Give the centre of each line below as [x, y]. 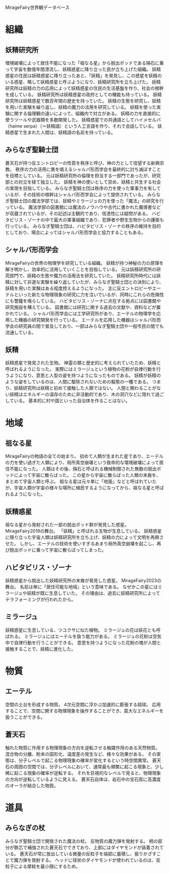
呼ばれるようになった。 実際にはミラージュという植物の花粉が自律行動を [81, 369]
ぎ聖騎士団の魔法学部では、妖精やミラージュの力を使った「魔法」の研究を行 [84, 200]
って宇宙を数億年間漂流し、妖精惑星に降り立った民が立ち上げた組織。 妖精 [83, 69]
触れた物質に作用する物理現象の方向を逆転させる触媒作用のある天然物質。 [82, 748]
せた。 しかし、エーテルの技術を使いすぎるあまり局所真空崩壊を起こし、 [81, 544]
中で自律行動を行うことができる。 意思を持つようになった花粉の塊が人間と [83, 642]
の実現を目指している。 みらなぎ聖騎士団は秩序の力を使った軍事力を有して [83, 188]
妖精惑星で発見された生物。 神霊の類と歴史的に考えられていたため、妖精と [83, 363]
